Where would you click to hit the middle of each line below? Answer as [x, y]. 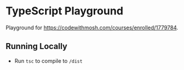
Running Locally [36, 46]
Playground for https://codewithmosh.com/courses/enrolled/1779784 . [92, 28]
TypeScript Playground [65, 11]
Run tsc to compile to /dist [48, 60]
